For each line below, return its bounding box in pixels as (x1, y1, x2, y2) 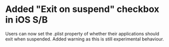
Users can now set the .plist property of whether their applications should (5, 30, 160, 36)
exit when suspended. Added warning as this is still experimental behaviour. (5, 36, 164, 42)
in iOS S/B (5, 14, 48, 25)
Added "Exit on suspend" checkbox (5, 3, 160, 15)
